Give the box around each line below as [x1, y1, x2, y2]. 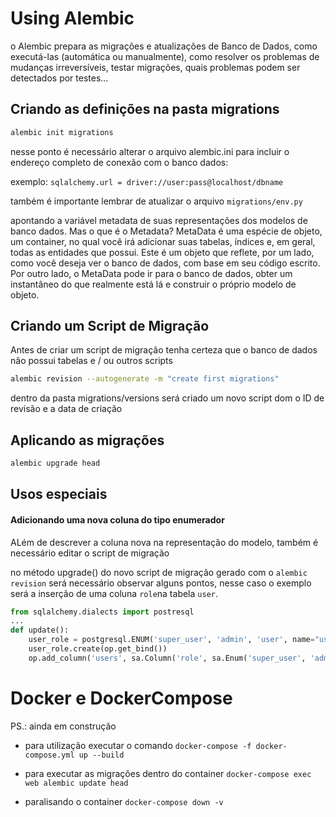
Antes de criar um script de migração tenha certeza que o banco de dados [10, 344, 318, 356]
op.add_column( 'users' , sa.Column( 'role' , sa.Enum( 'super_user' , [28, 653, 307, 663]
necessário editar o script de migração [10, 547, 170, 559]
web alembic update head [24, 778, 129, 788]
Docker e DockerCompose [10, 687, 233, 710]
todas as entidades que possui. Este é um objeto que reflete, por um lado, [10, 246, 315, 258]
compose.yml [24, 750, 75, 760]
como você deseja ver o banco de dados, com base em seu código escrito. [10, 257, 321, 269]
